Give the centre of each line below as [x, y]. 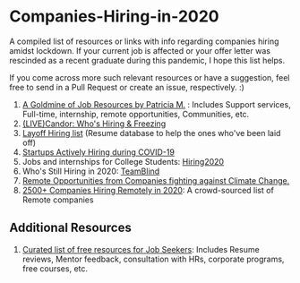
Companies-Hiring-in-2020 [114, 17]
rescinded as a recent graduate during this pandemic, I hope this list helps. [147, 60]
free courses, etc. [55, 268]
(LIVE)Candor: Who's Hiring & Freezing [94, 124]
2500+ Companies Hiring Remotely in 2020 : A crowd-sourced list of [148, 190]
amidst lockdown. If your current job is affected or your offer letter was [140, 50]
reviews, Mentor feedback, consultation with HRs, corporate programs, [153, 259]
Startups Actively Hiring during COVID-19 [98, 152]
